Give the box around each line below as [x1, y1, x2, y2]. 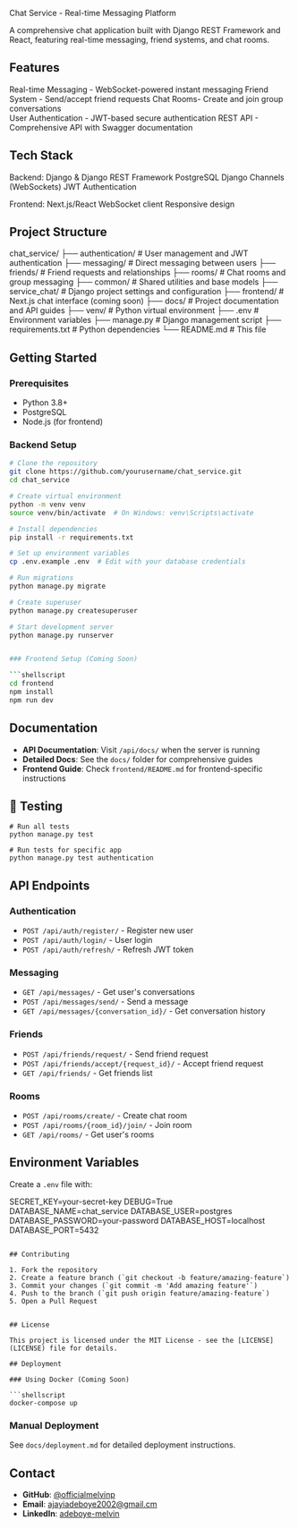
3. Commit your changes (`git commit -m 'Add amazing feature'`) [9, 1281, 258, 1290]
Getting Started [9, 350, 98, 365]
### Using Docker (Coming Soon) [9, 1375, 130, 1384]
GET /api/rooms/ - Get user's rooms [21, 1129, 155, 1140]
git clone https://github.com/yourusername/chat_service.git [9, 467, 243, 477]
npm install [9, 688, 54, 697]
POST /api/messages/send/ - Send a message [21, 997, 189, 1007]
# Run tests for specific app [9, 845, 123, 855]
